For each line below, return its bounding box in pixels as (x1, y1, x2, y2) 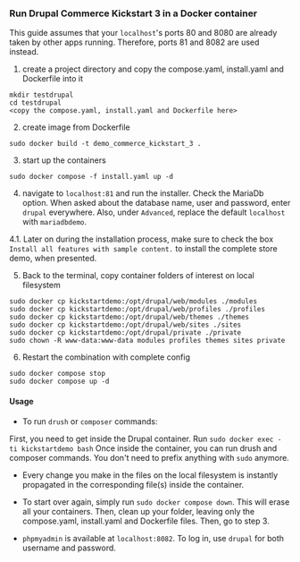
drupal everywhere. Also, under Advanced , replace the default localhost (21, 207, 286, 217)
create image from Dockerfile (21, 122, 131, 132)
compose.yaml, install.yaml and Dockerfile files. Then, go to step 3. (21, 515, 270, 526)
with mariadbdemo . (21, 217, 87, 227)
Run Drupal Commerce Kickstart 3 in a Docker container (9, 7, 257, 20)
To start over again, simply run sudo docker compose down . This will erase (21, 496, 290, 507)
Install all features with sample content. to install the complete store (9, 243, 279, 254)
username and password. (21, 542, 116, 553)
